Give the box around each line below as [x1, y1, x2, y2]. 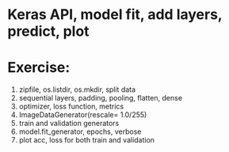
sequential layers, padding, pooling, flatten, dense [18, 93, 183, 103]
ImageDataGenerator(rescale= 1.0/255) [18, 110, 147, 120]
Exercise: [7, 59, 71, 77]
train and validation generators [18, 119, 120, 128]
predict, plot [7, 22, 90, 40]
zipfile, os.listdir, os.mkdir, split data [18, 85, 136, 94]
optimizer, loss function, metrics [18, 101, 124, 112]
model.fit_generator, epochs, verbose [18, 127, 142, 136]
